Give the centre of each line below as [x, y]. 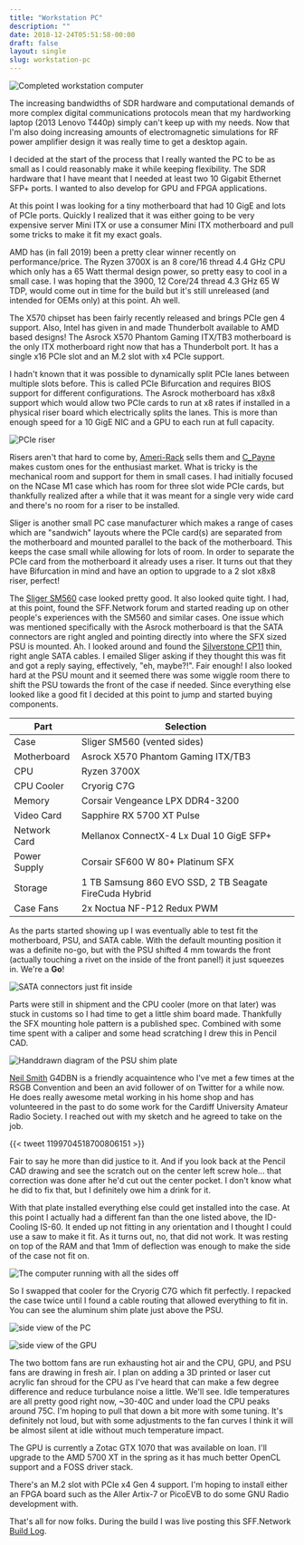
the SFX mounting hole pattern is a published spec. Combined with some [146, 1024]
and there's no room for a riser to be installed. [95, 505]
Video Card [38, 815]
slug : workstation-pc [50, 60]
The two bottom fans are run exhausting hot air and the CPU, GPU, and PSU [151, 1363]
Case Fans [36, 908]
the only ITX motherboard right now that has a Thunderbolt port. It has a [144, 347]
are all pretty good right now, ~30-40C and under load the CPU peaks [140, 1401]
